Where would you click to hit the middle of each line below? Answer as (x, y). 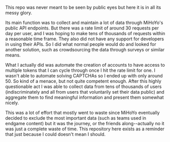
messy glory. (19, 13)
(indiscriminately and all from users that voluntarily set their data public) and (85, 92)
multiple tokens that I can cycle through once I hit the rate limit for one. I (80, 70)
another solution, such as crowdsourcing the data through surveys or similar (85, 50)
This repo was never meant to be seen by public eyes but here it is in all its (83, 7)
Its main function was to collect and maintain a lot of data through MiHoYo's (84, 23)
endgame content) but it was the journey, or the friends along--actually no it (85, 123)
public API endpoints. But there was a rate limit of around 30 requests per (82, 28)
